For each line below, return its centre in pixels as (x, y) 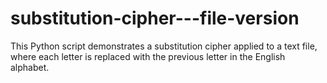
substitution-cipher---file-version (155, 18)
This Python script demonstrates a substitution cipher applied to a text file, (164, 46)
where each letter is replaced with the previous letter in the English (148, 56)
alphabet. (30, 67)
